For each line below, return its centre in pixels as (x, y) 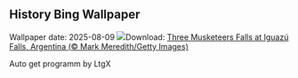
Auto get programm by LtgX (60, 63)
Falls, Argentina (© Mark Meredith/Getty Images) (99, 46)
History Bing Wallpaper (75, 15)
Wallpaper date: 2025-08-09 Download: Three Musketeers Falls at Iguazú (149, 37)
